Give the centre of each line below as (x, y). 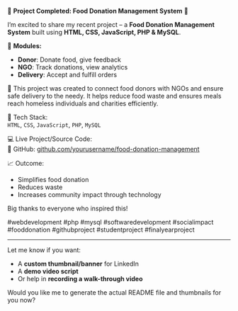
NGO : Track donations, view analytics (73, 67)
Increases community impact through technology (89, 194)
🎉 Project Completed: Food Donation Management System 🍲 (98, 11)
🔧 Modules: (24, 46)
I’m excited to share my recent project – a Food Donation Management (111, 24)
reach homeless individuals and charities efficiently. (83, 103)
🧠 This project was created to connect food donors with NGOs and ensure (115, 88)
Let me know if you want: (44, 250)
